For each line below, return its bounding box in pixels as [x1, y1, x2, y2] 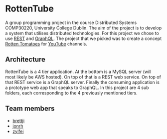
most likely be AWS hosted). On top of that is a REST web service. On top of [5, 73, 161, 80]
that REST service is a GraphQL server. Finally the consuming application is [5, 79, 160, 85]
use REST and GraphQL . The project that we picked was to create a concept [5, 35, 162, 41]
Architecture [5, 55, 46, 64]
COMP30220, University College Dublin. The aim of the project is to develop [5, 24, 162, 30]
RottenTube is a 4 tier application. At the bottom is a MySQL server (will [5, 68, 152, 74]
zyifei [12, 128, 24, 134]
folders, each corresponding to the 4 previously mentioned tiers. [5, 89, 138, 95]
